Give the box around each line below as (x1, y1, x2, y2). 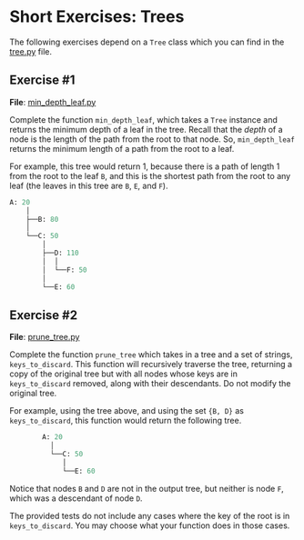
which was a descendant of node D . (9, 493, 143, 504)
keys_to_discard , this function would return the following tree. (9, 415, 242, 426)
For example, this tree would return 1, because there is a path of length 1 (9, 161, 280, 172)
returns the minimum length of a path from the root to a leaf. (9, 143, 235, 154)
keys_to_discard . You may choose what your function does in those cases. (9, 520, 290, 531)
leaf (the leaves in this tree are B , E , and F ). (9, 180, 168, 191)
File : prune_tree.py (9, 332, 80, 343)
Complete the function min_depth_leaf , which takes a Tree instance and (9, 114, 278, 125)
